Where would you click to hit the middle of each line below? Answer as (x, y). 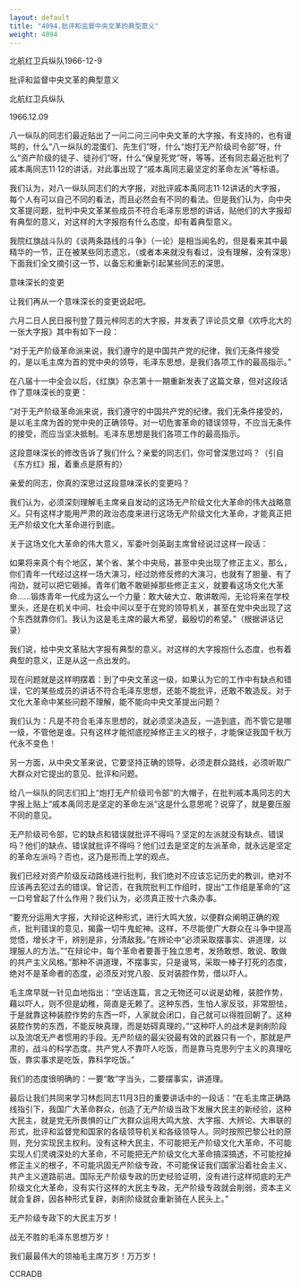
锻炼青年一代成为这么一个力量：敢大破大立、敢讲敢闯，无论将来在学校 (160, 597)
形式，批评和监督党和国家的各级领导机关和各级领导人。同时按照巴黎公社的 (146, 1132)
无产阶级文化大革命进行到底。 (64, 525)
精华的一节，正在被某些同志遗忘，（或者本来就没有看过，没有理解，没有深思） (150, 252)
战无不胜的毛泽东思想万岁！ (60, 1237)
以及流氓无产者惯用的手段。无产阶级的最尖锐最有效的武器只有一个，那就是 (146, 1037)
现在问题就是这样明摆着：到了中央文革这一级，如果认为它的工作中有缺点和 (146, 679)
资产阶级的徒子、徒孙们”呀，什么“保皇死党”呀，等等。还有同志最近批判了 (155, 158)
